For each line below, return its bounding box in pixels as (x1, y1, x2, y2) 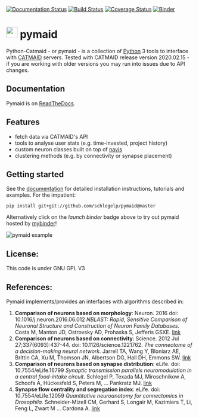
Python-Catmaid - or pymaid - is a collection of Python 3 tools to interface (6, 47, 189, 54)
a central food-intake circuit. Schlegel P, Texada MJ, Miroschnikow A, (14, 373, 186, 380)
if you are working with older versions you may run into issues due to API (6, 60, 185, 67)
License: (6, 249, 39, 259)
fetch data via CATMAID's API (14, 133, 88, 140)
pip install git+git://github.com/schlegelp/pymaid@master (6, 203, 156, 209)
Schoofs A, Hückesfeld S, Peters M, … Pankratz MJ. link (14, 380, 152, 386)
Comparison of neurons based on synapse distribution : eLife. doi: (14, 361, 181, 367)
